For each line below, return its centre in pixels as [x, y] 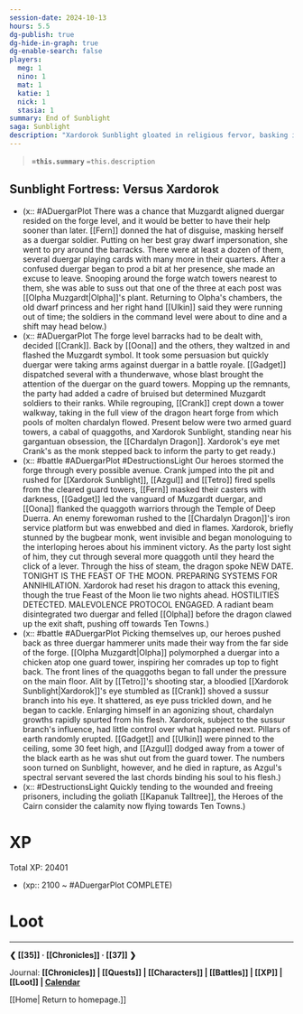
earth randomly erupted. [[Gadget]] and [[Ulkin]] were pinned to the [148, 739]
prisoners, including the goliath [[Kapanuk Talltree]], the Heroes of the [153, 796]
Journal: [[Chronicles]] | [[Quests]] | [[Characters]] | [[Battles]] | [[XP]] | [146, 972]
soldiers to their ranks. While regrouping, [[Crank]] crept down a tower [153, 403]
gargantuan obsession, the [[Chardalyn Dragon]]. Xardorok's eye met [151, 441]
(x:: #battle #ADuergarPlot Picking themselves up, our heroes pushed [151, 633]
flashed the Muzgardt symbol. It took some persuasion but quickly [145, 355]
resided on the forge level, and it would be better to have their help [146, 220]
